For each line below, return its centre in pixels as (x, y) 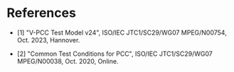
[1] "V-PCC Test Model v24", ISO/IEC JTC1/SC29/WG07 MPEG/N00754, (122, 32)
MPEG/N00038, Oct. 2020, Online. (68, 61)
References (41, 13)
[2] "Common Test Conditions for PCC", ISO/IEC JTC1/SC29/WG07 (115, 54)
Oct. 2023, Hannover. (48, 40)
